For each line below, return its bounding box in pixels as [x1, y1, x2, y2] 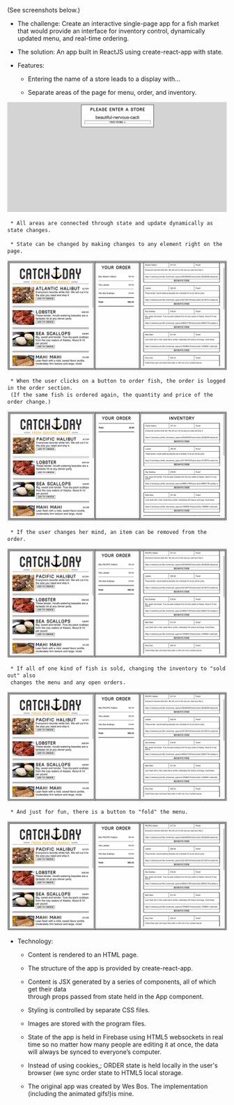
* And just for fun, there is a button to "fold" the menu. [10, 809, 189, 816]
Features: [17, 61, 45, 69]
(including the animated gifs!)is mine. [27, 1090, 134, 1098]
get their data [27, 985, 67, 993]
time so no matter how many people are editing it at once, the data [27, 1040, 219, 1049]
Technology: [17, 937, 54, 945]
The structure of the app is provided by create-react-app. [27, 964, 194, 973]
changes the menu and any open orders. [10, 679, 127, 686]
